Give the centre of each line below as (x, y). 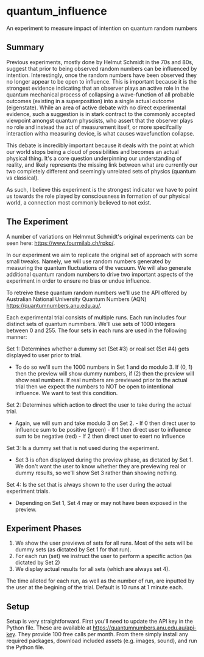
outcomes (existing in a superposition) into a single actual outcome (90, 101)
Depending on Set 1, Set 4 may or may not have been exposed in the (101, 503)
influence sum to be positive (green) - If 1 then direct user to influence (103, 429)
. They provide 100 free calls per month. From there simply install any (102, 634)
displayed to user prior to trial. (44, 355)
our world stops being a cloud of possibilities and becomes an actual (93, 151)
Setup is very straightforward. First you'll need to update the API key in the (100, 622)
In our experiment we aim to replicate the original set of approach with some (102, 255)
